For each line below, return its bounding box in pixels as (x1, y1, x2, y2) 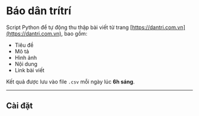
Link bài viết (14, 66, 44, 73)
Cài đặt (6, 101, 33, 111)
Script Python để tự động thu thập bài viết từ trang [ (6, 24, 132, 31)
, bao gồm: (61, 30, 88, 37)
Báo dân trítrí (6, 4, 72, 18)
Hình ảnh (14, 54, 37, 61)
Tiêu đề (14, 41, 34, 49)
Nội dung (14, 60, 37, 67)
